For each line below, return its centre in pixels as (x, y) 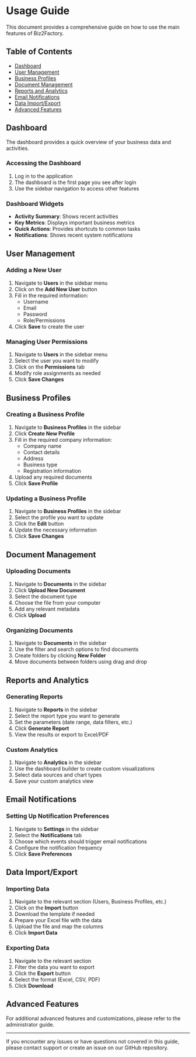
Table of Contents (39, 52)
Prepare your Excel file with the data (58, 920)
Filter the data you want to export (55, 967)
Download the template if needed (55, 914)
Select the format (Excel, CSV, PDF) (57, 979)
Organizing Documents (40, 630)
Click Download (34, 986)
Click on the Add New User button (56, 289)
